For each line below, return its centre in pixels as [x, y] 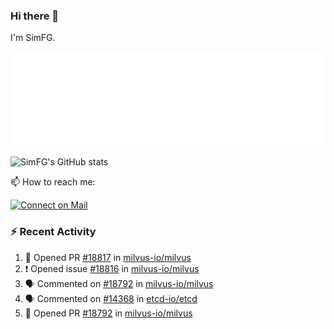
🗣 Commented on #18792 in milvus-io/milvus [119, 283]
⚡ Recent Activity [53, 232]
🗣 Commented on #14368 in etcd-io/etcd [111, 298]
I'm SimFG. [33, 38]
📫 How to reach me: [53, 182]
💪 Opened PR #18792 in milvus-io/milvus [108, 313]
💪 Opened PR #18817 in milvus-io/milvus [108, 257]
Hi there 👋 [35, 16]
